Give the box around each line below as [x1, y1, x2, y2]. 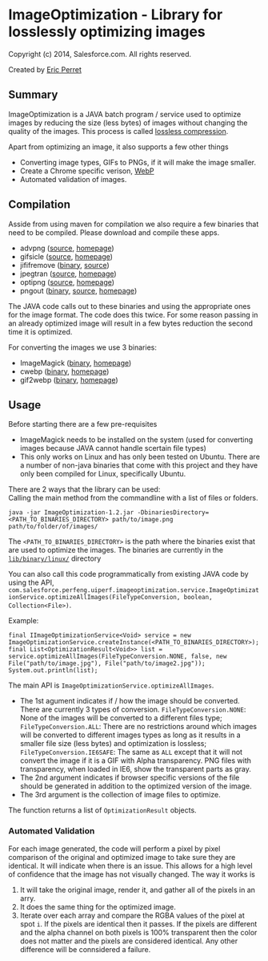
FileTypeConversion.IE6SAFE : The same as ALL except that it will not [19, 748, 242, 757]
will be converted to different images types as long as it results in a [19, 730, 242, 740]
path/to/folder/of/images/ [8, 523, 98, 531]
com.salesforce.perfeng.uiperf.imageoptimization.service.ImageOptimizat [8, 586, 260, 594]
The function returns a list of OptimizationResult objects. [8, 805, 198, 815]
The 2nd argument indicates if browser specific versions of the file [19, 772, 240, 783]
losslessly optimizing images [8, 22, 206, 41]
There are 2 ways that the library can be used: [8, 485, 161, 494]
